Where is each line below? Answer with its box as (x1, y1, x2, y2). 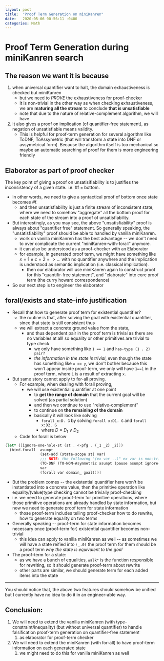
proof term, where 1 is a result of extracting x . (34, 371, 126, 376)
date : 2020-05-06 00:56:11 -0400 (5, 16, 78, 21)
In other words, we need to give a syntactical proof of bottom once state (12, 194, 158, 200)
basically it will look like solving (34, 412, 97, 418)
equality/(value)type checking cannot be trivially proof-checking (12, 489, 142, 495)
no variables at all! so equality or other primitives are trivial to (26, 335, 150, 341)
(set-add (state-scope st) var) (40, 452, 106, 457)
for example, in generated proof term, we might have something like (19, 251, 156, 257)
